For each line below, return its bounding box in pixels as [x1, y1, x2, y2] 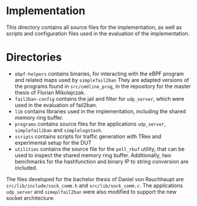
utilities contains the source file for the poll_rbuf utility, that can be [14, 145, 185, 152]
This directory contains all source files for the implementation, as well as [6, 24, 182, 31]
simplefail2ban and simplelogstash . [14, 126, 103, 133]
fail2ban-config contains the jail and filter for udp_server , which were [14, 95, 185, 102]
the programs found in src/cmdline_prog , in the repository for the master [14, 83, 191, 90]
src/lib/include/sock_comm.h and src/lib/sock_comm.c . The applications [6, 182, 183, 189]
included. [14, 164, 38, 171]
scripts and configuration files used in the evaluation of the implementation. [6, 30, 190, 37]
